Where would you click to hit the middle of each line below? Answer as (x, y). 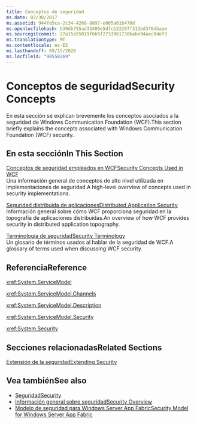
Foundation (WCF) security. (40, 135)
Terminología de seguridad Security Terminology (66, 236)
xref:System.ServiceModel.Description (54, 305)
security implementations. (38, 193)
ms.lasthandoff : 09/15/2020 (41, 51)
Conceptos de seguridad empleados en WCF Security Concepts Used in (95, 168)
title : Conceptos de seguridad (45, 12)
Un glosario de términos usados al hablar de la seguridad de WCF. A (90, 242)
